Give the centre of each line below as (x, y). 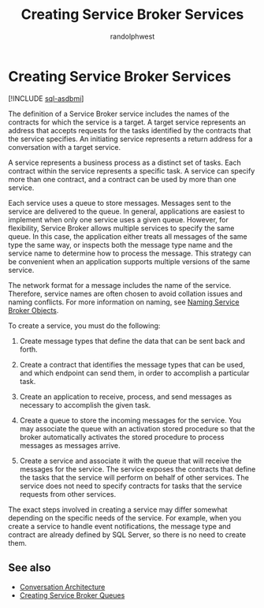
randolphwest (132, 36)
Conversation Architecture (62, 587)
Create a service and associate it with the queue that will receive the (130, 461)
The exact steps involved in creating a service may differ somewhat (118, 509)
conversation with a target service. (65, 147)
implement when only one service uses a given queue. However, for (118, 219)
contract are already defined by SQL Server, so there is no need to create (127, 535)
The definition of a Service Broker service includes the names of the (119, 114)
